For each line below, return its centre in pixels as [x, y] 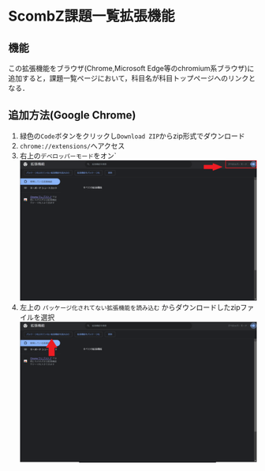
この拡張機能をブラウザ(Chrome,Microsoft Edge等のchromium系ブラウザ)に [131, 68]
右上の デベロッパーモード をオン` [68, 156]
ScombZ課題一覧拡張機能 [91, 16]
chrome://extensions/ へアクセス [72, 145]
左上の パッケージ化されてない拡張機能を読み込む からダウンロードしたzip [130, 307]
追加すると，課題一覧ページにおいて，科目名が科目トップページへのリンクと [132, 78]
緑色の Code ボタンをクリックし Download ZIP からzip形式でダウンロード [132, 136]
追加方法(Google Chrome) [72, 115]
